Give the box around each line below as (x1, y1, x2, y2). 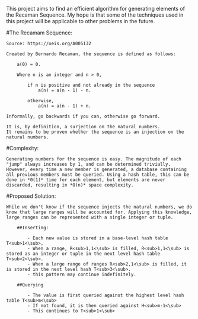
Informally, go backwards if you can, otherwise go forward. (6, 113, 161, 119)
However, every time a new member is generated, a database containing (6, 166, 187, 172)
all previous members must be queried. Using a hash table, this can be (6, 172, 190, 178)
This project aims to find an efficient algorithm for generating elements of (6, 5, 186, 12)
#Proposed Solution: (6, 192, 56, 200)
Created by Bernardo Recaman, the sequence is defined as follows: (6, 51, 177, 57)
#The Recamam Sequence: (6, 29, 73, 36)
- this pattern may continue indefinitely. (27, 271, 136, 277)
